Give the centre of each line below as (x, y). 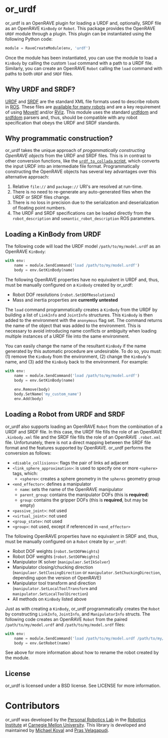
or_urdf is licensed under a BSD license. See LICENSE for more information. (83, 685)
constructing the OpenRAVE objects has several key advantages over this (81, 171)
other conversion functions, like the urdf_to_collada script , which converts (82, 161)
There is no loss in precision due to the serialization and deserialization (85, 202)
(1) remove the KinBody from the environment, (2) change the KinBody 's (78, 356)
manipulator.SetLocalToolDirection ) (50, 593)
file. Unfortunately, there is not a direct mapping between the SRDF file (78, 442)
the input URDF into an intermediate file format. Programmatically (72, 166)
